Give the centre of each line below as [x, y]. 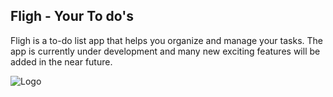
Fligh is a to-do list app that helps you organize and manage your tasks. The [167, 40]
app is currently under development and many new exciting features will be [165, 51]
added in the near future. [61, 61]
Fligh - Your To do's [72, 16]
